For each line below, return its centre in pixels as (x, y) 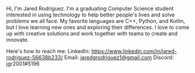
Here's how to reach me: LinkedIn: (48, 51)
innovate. (18, 40)
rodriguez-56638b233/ (35, 57)
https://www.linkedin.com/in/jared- (134, 51)
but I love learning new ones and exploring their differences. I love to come (98, 27)
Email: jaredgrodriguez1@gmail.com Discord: (119, 57)
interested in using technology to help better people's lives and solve (91, 15)
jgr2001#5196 (23, 64)
